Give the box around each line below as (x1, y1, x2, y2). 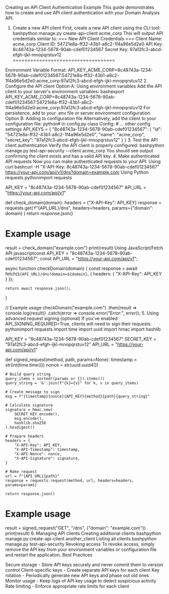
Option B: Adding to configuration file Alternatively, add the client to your (5, 115, 156, 121)
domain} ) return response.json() (5, 210, 73, 216)
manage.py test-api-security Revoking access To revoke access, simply (5, 541, 155, 547)
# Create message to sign (5, 389, 60, 394)
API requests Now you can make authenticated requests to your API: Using (5, 159, 161, 164)
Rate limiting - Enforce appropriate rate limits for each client (5, 583, 130, 589)
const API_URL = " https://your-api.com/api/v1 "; (40, 255, 138, 261)
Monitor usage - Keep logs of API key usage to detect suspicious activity (5, 577, 156, 584)
